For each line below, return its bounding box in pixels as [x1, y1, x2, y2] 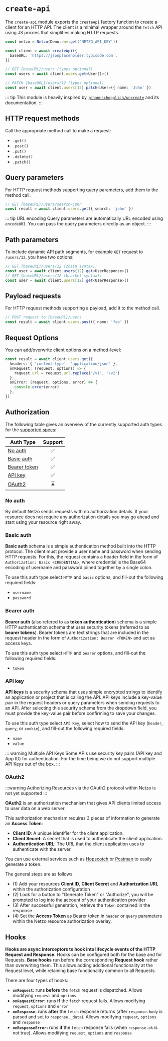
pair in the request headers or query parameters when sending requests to [5, 699, 159, 705]
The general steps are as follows [5, 871, 73, 877]
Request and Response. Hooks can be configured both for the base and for [5, 951, 162, 957]
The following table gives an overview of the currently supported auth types [5, 421, 162, 427]
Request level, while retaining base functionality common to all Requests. [5, 968, 156, 974]
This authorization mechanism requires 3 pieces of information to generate [5, 815, 160, 821]
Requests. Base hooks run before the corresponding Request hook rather [5, 956, 158, 963]
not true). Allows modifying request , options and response [12, 1029, 132, 1035]
